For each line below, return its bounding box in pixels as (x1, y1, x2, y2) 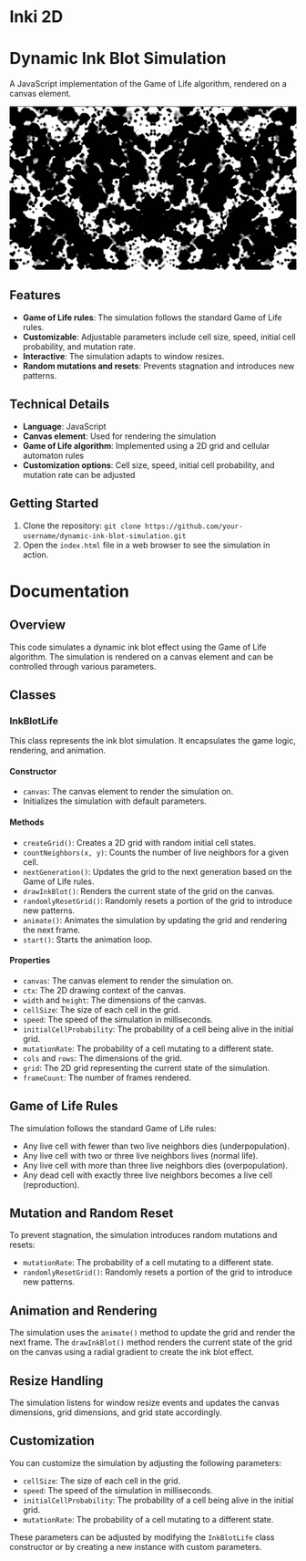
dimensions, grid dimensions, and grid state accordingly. (9, 1407, 222, 1418)
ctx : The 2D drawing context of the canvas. (22, 984, 187, 995)
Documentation (9, 581, 130, 601)
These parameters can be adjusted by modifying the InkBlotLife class (9, 1531, 275, 1543)
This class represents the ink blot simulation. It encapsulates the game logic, (9, 735, 296, 746)
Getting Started (9, 495, 99, 512)
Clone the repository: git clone (22, 520, 141, 531)
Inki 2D (9, 6, 64, 27)
